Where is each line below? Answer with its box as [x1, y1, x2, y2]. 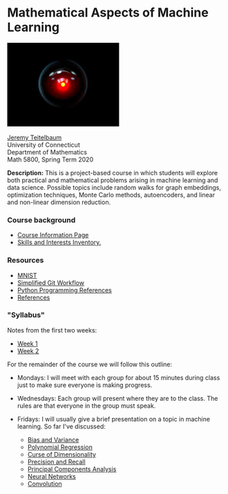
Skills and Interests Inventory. [17, 238, 102, 246]
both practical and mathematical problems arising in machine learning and [7, 176, 218, 184]
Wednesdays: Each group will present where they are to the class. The [17, 394, 218, 402]
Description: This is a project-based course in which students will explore [7, 168, 218, 177]
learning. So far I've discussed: [17, 422, 106, 431]
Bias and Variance [27, 435, 79, 444]
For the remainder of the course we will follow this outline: [7, 360, 173, 368]
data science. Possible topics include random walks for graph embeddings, [7, 183, 221, 191]
